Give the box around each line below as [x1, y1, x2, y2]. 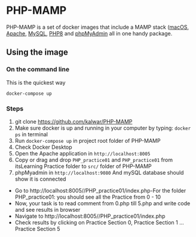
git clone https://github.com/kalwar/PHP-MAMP [14, 118, 133, 125]
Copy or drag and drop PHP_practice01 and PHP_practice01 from [14, 156, 173, 163]
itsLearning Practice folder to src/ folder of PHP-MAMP [14, 163, 152, 170]
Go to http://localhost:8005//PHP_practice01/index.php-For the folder [14, 187, 186, 194]
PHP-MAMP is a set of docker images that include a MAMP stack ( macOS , [6, 23, 189, 31]
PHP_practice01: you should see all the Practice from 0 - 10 [14, 193, 161, 200]
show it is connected [14, 175, 66, 182]
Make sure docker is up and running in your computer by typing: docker [14, 124, 191, 131]
